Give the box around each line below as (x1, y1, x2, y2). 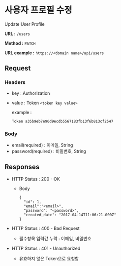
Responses (4, 163, 40, 171)
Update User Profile (4, 21, 45, 27)
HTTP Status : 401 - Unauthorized (11, 245, 81, 251)
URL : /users (4, 31, 30, 37)
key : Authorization (11, 90, 50, 96)
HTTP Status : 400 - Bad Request (11, 225, 80, 231)
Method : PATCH (4, 40, 36, 46)
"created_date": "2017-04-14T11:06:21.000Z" (23, 212, 117, 217)
